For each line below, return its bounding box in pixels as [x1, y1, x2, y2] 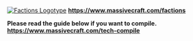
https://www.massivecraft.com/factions [68, 7, 186, 14]
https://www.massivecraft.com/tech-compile [7, 27, 140, 34]
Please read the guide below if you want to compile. [7, 19, 157, 27]
